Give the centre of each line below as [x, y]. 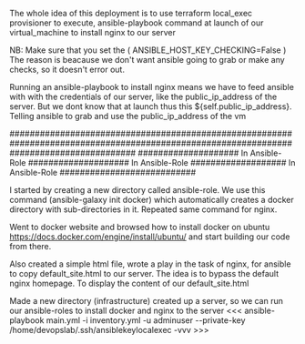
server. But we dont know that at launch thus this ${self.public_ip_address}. [151, 106]
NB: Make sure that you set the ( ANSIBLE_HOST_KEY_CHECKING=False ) [148, 50]
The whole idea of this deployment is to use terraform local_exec [131, 13]
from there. [30, 246]
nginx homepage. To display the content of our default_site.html [129, 283]
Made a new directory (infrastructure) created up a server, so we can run [147, 301]
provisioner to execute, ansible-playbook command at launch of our [137, 23]
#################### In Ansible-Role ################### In [162, 162]
